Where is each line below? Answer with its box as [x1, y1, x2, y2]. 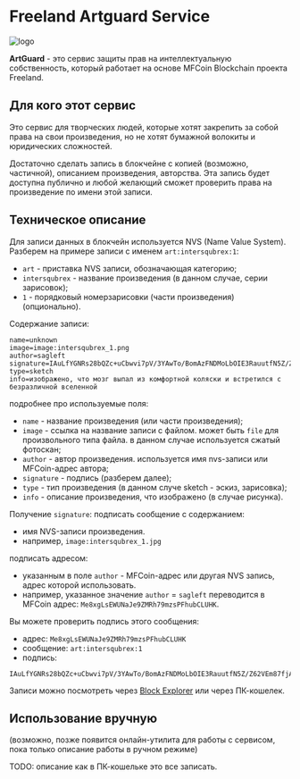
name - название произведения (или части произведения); [21, 415, 244, 426]
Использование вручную [9, 710, 158, 725]
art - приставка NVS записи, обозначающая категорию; [21, 263, 237, 273]
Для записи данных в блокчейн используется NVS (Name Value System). [9, 236, 287, 247]
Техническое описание [9, 213, 146, 228]
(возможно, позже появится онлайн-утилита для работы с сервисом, [9, 734, 276, 745]
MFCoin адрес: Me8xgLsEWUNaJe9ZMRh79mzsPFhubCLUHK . [21, 599, 220, 609]
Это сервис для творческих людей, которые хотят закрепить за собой [9, 121, 279, 132]
